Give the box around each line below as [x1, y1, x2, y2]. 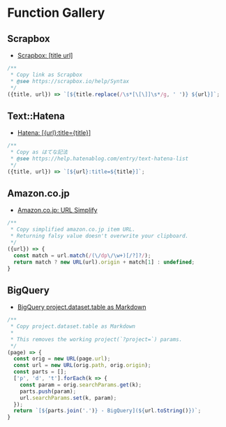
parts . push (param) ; [20, 388, 77, 395]
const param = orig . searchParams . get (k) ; [20, 381, 142, 389]
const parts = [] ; [13, 368, 68, 375]
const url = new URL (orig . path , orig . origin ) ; [13, 362, 151, 369]
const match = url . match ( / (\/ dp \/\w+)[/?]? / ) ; [13, 252, 151, 259]
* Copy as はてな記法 [10, 149, 68, 156]
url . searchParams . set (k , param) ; [20, 394, 117, 401]
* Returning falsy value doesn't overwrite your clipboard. [10, 233, 189, 240]
